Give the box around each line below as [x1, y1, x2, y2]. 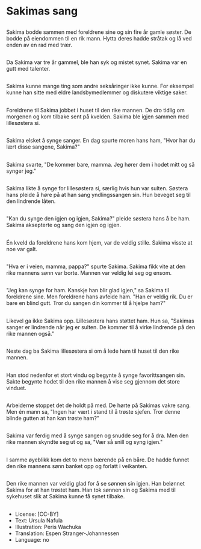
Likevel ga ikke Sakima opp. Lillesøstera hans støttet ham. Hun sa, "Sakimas [6, 317, 194, 324]
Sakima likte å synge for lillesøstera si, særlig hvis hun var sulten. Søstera [6, 184, 188, 191]
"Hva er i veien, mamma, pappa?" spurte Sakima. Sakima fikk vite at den [6, 263, 185, 270]
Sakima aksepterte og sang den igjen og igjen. [6, 222, 122, 229]
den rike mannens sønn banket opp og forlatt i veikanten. [6, 462, 148, 469]
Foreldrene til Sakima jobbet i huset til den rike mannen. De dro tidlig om [6, 106, 185, 114]
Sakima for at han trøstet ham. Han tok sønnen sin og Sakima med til [6, 486, 176, 493]
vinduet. [6, 384, 27, 391]
